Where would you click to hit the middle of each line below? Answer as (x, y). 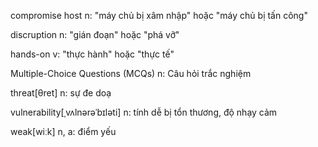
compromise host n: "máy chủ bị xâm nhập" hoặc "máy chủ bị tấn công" (159, 15)
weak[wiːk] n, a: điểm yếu (63, 131)
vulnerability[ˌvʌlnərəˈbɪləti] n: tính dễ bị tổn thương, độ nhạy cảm (144, 112)
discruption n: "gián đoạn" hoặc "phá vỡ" (95, 34)
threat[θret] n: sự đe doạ (61, 93)
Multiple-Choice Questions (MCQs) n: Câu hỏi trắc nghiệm (131, 73)
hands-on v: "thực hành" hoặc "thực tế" (92, 54)
